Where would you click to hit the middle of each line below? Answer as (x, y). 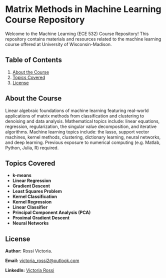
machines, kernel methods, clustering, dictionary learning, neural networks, (83, 137)
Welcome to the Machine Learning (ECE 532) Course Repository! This (77, 33)
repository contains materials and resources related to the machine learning (83, 39)
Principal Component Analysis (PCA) (51, 212)
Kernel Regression (32, 202)
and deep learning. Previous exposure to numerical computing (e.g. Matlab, (83, 142)
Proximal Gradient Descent (41, 218)
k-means (22, 175)
